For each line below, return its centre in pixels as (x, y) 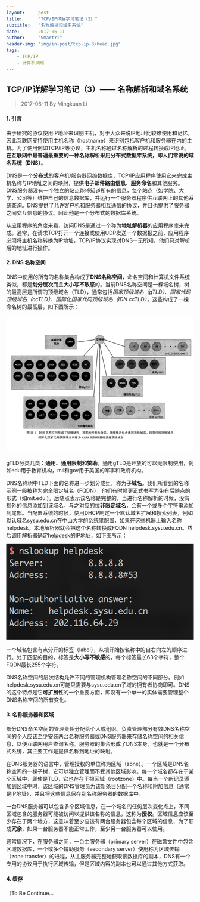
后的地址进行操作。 (30, 248)
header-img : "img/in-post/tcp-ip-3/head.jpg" (63, 44)
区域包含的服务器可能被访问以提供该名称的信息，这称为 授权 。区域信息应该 (97, 814)
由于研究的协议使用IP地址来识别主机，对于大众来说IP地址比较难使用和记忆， (100, 133)
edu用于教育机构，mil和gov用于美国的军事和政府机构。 (79, 470)
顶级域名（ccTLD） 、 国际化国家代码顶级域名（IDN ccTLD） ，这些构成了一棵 (98, 299)
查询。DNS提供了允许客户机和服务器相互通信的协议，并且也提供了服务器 (100, 205)
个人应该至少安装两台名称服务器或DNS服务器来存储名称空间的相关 (98, 736)
